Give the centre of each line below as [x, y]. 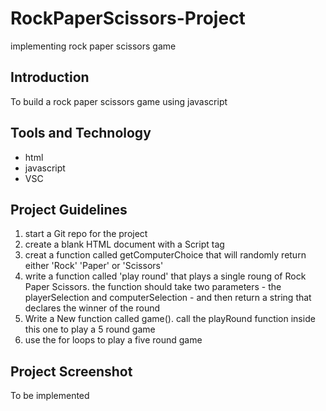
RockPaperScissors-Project [128, 18]
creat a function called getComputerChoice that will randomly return [165, 255]
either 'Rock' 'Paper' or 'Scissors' [94, 266]
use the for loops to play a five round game [113, 340]
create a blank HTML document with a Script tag [124, 244]
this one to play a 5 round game [90, 329]
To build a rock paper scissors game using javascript [119, 101]
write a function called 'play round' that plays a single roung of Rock [165, 276]
